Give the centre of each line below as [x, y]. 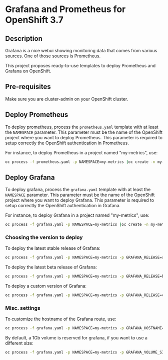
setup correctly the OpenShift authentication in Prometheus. [67, 143]
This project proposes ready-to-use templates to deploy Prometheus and [80, 66]
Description [24, 38]
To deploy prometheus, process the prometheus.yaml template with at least [82, 127]
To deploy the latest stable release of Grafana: [53, 248]
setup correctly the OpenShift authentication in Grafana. [63, 206]
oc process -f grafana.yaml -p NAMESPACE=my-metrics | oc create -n [77, 225]
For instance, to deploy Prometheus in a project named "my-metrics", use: [81, 152]
